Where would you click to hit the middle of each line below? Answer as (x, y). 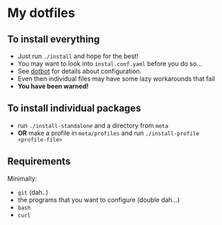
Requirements (39, 162)
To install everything (54, 39)
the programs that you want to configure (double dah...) (99, 200)
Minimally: (22, 178)
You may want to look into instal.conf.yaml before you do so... (110, 64)
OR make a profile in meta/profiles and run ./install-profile (108, 133)
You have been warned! (53, 86)
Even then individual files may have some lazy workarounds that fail (116, 79)
